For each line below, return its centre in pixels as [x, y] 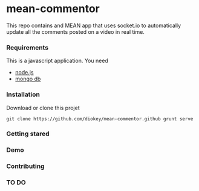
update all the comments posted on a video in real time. [76, 31]
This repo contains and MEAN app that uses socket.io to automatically [94, 25]
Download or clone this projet [43, 108]
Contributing [25, 166]
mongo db [28, 79]
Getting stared [28, 134]
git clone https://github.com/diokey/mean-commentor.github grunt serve [100, 119]
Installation [23, 94]
